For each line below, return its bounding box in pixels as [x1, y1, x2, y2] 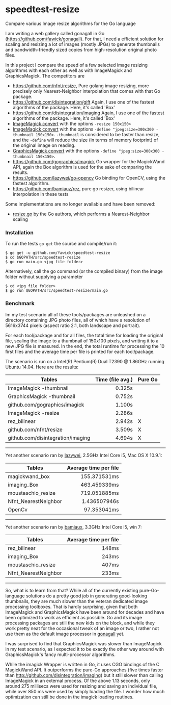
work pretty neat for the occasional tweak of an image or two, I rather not [5, 625, 159, 631]
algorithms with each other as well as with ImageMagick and [5, 67, 132, 73]
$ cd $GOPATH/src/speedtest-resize [5, 255, 81, 260]
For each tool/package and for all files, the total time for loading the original [5, 332, 163, 338]
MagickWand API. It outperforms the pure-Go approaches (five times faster [5, 667, 164, 673]
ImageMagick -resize [8, 409, 60, 416]
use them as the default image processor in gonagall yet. [5, 631, 125, 637]
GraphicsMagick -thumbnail [8, 393, 75, 400]
